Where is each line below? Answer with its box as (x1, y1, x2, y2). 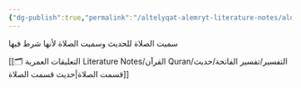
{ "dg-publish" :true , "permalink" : (8, 13, 134, 22)
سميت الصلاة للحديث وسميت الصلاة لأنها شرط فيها (8, 38, 179, 48)
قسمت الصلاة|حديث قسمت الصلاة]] (8, 68, 129, 79)
